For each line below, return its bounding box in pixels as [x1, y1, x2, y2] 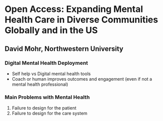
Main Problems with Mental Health [4, 94, 90, 101]
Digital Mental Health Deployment [4, 59, 88, 66]
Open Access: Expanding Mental [4, 3, 143, 15]
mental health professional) [11, 81, 68, 87]
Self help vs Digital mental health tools [11, 71, 91, 77]
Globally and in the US [4, 25, 98, 36]
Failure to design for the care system [11, 111, 88, 117]
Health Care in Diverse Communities [4, 14, 158, 25]
